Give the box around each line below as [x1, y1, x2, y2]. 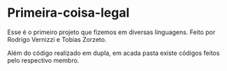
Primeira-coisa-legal [7, 5, 130, 21]
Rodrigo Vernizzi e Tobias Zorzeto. [7, 35, 107, 43]
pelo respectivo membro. [7, 56, 80, 64]
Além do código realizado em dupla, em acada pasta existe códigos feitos [7, 49, 220, 57]
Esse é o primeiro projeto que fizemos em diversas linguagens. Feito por [7, 28, 216, 36]
